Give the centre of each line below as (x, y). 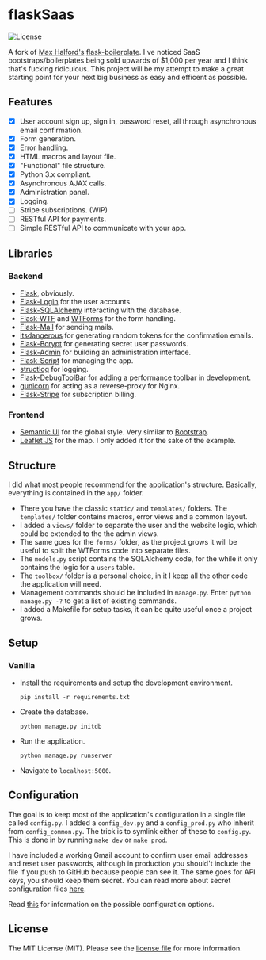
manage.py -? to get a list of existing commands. (98, 601)
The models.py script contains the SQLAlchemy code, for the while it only (139, 559)
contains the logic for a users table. (77, 568)
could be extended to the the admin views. (89, 534)
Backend (26, 276)
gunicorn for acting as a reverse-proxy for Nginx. (100, 386)
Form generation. (48, 138)
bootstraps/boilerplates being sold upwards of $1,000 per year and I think (128, 60)
